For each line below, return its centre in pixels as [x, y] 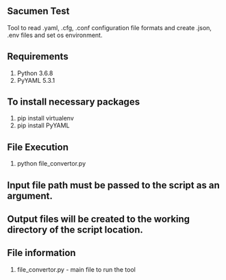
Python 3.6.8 [35, 73]
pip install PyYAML [43, 125]
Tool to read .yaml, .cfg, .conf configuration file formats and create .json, [110, 27]
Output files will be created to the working [99, 219]
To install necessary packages [74, 102]
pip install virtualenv [45, 118]
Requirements [38, 56]
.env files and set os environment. [55, 35]
